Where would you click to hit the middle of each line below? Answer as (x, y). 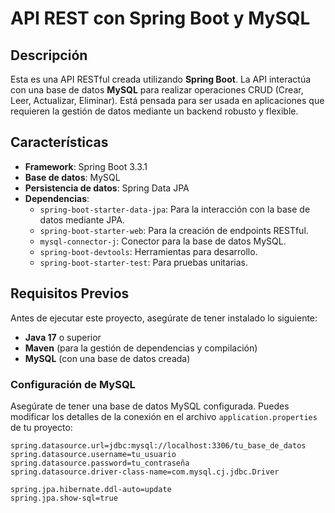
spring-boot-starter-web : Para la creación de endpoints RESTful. (174, 230)
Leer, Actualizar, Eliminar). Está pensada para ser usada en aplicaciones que (167, 100)
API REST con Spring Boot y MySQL (160, 18)
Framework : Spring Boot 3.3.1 (86, 166)
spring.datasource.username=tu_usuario (93, 454)
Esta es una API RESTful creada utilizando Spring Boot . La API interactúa (161, 79)
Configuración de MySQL (73, 384)
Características (59, 142)
